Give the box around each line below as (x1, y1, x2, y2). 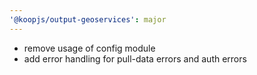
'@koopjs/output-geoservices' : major (9, 14, 167, 25)
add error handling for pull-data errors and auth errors (23, 52, 247, 65)
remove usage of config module (23, 42, 156, 54)
